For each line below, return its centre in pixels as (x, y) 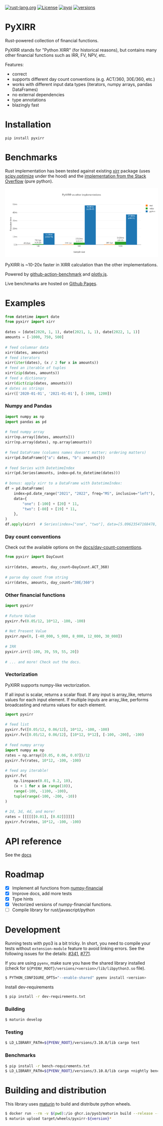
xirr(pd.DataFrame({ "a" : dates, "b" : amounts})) (55, 458)
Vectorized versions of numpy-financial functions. (62, 904)
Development (33, 930)
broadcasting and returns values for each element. (56, 705)
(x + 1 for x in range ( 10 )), (43, 786)
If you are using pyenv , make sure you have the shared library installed (75, 963)
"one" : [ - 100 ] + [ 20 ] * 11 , (51, 504)
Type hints (23, 899)
